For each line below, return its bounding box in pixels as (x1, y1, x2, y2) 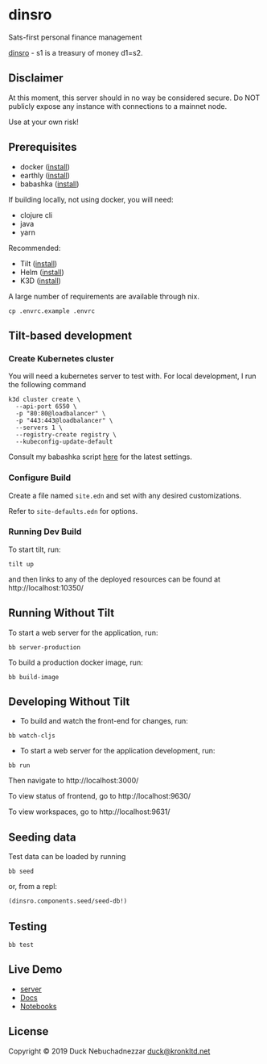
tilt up (8, 560, 35, 568)
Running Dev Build (8, 526, 82, 537)
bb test (8, 941, 35, 949)
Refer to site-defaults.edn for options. (8, 506, 138, 515)
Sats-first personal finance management (8, 32, 142, 42)
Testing (8, 920, 47, 933)
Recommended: (8, 243, 61, 252)
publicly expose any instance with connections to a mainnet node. (8, 101, 228, 111)
